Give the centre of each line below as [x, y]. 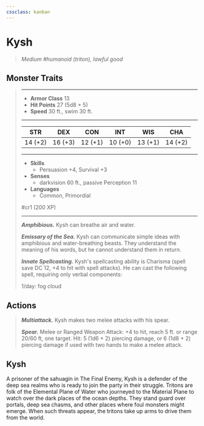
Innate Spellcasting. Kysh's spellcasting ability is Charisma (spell [104, 261]
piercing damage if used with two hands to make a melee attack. [102, 345]
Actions [21, 305]
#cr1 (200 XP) [39, 207]
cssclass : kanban [28, 12]
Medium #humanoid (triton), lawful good [72, 59]
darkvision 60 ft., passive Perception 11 [88, 183]
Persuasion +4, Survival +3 [73, 170]
